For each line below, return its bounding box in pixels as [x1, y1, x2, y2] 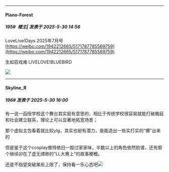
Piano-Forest [5, 12, 33, 18]
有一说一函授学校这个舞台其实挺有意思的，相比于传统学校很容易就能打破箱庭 [5, 111, 164, 117]
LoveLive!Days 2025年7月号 [5, 37, 63, 43]
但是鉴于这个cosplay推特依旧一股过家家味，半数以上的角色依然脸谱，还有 [5, 144, 158, 151]
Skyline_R [5, 85, 27, 91]
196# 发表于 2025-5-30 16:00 [5, 97, 68, 103]
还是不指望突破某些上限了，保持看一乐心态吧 [5, 161, 98, 167]
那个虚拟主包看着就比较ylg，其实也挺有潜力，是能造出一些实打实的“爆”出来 [5, 128, 161, 134]
